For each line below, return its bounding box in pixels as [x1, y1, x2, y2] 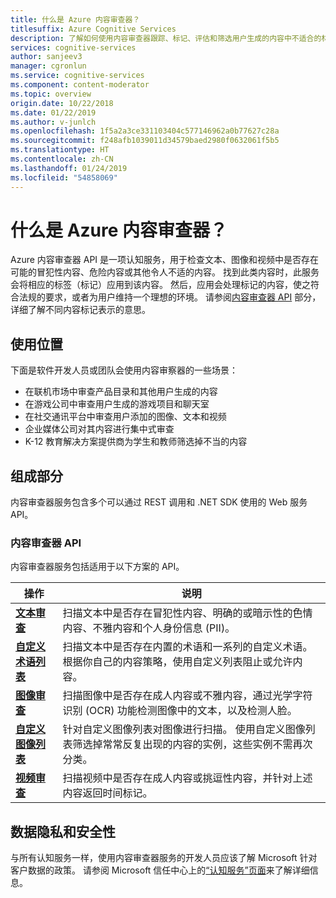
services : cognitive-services [10, 42, 137, 53]
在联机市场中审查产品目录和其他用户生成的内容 [24, 386, 218, 398]
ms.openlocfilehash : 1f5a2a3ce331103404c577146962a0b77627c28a [10, 126, 280, 136]
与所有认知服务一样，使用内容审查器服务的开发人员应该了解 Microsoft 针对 [10, 852, 318, 864]
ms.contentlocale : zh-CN [10, 154, 114, 164]
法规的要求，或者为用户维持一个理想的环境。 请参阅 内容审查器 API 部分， [18, 291, 322, 303]
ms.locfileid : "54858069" [10, 172, 118, 183]
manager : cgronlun [10, 61, 87, 71]
